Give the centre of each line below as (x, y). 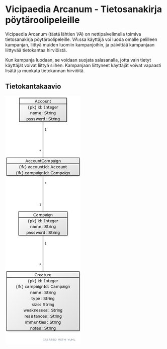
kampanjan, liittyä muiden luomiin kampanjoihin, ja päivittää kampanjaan (80, 44)
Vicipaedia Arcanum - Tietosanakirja (84, 9)
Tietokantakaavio (33, 87)
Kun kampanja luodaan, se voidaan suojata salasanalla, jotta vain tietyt (78, 60)
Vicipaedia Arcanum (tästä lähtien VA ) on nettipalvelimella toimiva (73, 34)
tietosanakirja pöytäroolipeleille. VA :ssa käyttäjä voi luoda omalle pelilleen (81, 39)
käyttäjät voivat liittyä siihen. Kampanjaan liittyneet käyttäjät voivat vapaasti (83, 65)
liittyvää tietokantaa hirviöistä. (36, 50)
